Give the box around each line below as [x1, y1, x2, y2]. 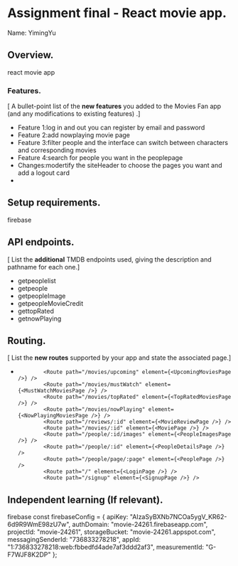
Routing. [7, 335, 46, 347]
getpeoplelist [17, 276, 57, 285]
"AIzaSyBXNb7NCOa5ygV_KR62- [129, 513, 227, 521]
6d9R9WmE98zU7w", [7, 520, 71, 529]
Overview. [7, 49, 54, 61]
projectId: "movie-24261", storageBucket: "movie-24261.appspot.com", [7, 528, 216, 536]
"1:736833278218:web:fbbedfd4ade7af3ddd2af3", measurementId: [7, 543, 205, 552]
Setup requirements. [7, 197, 101, 209]
